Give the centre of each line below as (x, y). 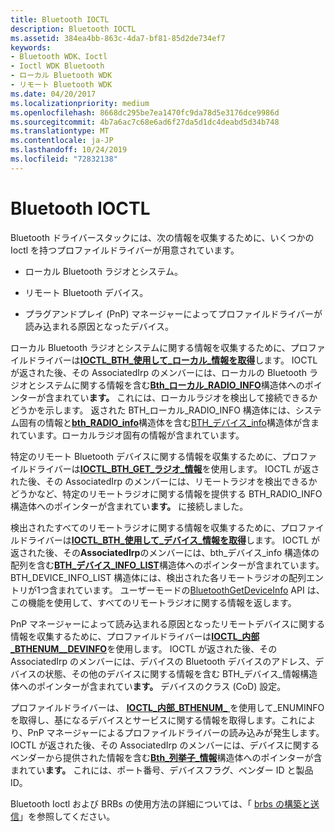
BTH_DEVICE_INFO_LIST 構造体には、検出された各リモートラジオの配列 (158, 577)
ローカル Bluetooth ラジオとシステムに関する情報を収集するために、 (150, 347)
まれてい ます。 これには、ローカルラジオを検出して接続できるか (185, 397)
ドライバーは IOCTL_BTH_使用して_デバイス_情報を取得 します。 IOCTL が (169, 540)
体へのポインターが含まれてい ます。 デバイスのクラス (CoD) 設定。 (148, 686)
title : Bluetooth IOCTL (60, 19)
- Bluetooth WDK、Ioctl (59, 57)
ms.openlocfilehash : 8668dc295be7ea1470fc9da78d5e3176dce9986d (145, 112)
